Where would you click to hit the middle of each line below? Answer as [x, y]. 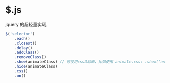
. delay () [24, 48]
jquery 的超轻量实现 [26, 24]
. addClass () [27, 53]
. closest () [26, 43]
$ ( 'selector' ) [20, 34]
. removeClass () [30, 57]
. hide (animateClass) [36, 67]
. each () [22, 38]
